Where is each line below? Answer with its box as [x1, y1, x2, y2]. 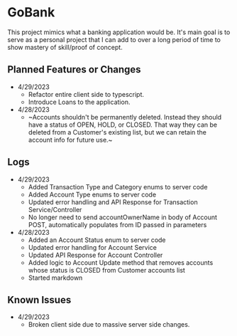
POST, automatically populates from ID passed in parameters [28, 220, 207, 229]
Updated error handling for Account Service [28, 243, 158, 251]
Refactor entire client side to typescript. [28, 90, 144, 98]
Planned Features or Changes [7, 63, 141, 75]
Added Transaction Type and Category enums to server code [28, 182, 208, 191]
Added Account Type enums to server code [28, 190, 157, 199]
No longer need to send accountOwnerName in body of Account [28, 213, 218, 221]
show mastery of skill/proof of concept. [7, 43, 123, 51]
